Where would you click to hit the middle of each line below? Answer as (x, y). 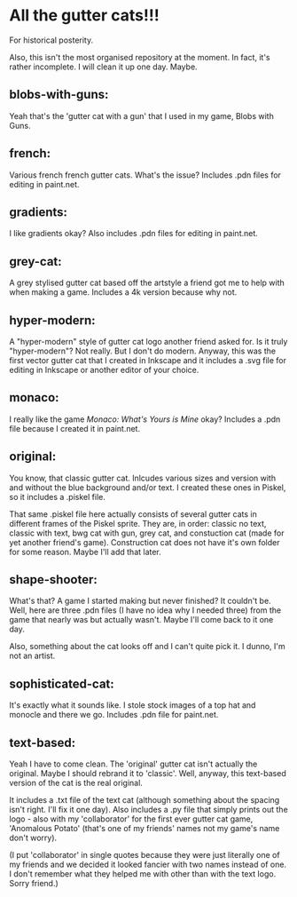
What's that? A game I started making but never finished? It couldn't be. (141, 601)
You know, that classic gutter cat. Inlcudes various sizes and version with (143, 478)
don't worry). (33, 838)
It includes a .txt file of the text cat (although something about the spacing (145, 800)
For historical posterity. (51, 40)
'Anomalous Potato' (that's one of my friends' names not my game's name (145, 829)
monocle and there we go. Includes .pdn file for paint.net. (114, 715)
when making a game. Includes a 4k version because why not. (123, 292)
